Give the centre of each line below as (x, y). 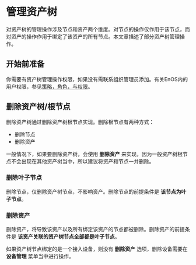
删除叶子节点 (24, 177)
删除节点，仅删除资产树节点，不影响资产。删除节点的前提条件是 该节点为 (94, 191)
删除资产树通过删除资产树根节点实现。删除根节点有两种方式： (80, 122)
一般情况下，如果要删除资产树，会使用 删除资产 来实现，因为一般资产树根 (94, 154)
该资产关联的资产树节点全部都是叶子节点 (66, 236)
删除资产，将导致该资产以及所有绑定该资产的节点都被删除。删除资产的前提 (95, 229)
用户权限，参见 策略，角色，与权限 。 (50, 86)
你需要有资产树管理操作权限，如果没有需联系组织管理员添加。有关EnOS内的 (97, 79)
